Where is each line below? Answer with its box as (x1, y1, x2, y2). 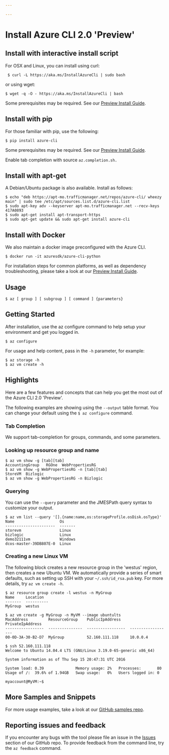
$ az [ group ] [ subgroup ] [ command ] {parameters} (5, 296, 123, 301)
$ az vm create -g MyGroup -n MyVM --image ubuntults (5, 612, 121, 617)
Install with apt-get (5, 171, 67, 180)
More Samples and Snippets (5, 693, 96, 702)
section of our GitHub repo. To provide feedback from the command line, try (5, 740, 164, 746)
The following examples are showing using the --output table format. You (5, 404, 158, 410)
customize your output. (5, 504, 54, 510)
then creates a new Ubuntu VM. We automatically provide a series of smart (5, 569, 162, 576)
